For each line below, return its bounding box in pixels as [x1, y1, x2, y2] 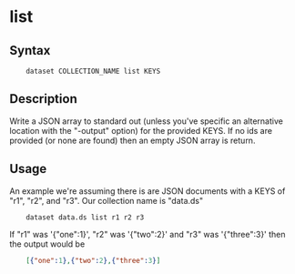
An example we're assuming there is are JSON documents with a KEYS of [9, 185, 286, 197]
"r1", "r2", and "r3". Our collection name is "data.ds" [9, 195, 204, 206]
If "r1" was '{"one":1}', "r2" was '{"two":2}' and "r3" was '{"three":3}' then [9, 228, 286, 239]
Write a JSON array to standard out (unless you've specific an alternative [9, 116, 284, 127]
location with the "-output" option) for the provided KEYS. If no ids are [9, 125, 273, 136]
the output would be [9, 238, 86, 249]
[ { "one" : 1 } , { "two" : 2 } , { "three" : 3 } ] [25, 256, 161, 265]
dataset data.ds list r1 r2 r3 [25, 212, 145, 222]
